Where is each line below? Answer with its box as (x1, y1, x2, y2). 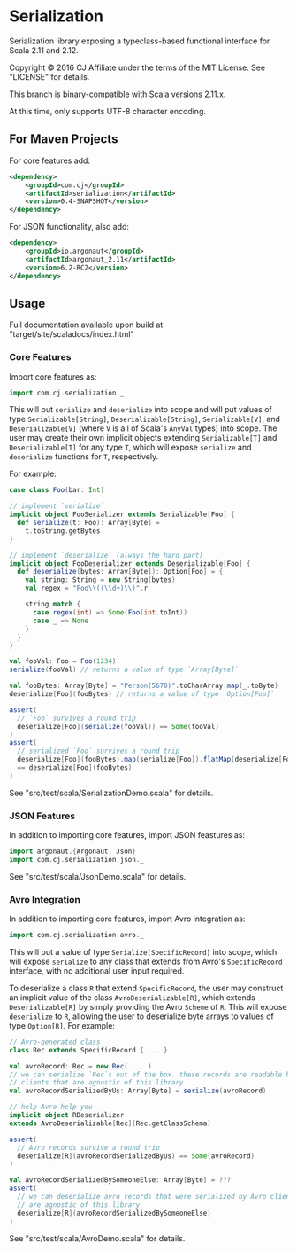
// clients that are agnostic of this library (9, 1078, 184, 1087)
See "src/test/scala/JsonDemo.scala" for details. (9, 871, 187, 881)
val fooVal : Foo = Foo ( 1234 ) (9, 657, 117, 666)
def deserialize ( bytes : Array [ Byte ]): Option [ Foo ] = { (17, 567, 224, 576)
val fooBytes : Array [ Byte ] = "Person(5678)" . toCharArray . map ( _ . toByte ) (9, 681, 279, 691)
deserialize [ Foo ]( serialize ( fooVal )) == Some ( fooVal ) (17, 722, 219, 731)
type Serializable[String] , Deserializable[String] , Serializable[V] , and (9, 414, 281, 425)
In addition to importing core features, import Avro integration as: (9, 913, 246, 924)
